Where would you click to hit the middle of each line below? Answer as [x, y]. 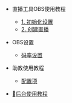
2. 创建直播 [35, 29]
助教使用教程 [28, 68]
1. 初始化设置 [37, 22]
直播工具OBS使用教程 [39, 9]
